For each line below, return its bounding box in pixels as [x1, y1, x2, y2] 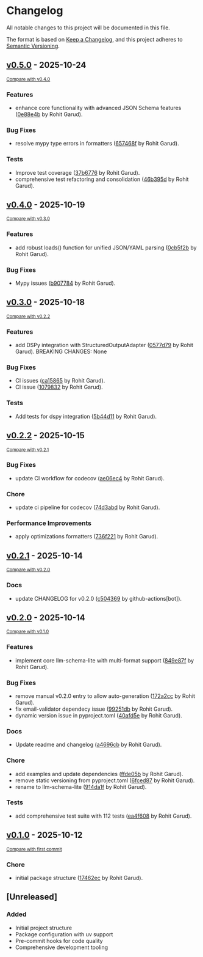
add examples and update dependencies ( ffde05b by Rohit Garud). [15, 770, 183, 777]
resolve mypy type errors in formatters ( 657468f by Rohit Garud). [15, 140, 179, 147]
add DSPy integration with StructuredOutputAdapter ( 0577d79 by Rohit [15, 342, 194, 349]
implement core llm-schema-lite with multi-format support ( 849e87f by [15, 656, 194, 664]
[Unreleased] [6, 892, 58, 902]
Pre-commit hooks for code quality [15, 937, 103, 944]
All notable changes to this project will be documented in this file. [6, 24, 171, 31]
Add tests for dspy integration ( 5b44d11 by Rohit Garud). [15, 413, 157, 420]
